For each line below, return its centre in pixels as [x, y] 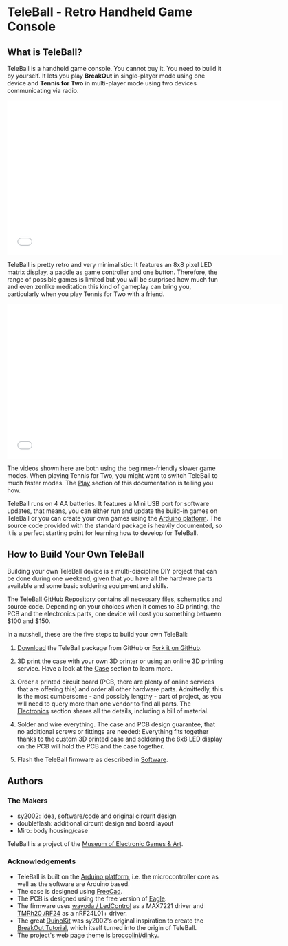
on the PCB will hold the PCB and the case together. [91, 746]
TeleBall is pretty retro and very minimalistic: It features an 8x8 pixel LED [110, 265]
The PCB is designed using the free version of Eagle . [92, 898]
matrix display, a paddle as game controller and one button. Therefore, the [112, 272]
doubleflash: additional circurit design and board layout [95, 823]
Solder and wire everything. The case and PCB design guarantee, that [116, 724]
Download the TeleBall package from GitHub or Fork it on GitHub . [109, 647]
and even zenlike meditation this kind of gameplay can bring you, [99, 287]
